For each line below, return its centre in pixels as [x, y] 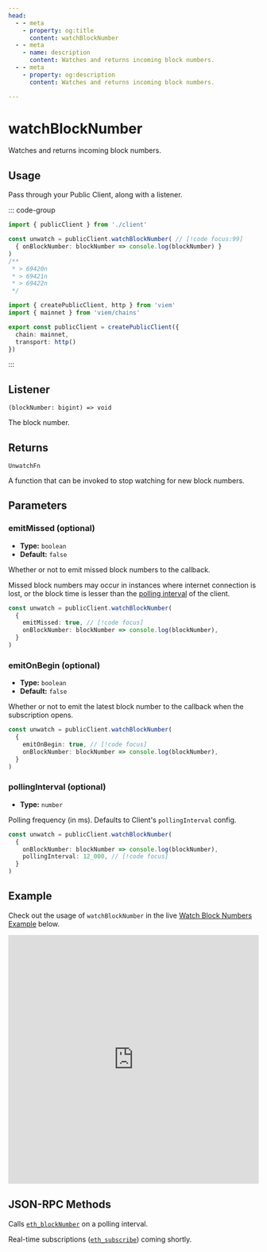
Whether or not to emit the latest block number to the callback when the [126, 707]
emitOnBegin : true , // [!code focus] [85, 744]
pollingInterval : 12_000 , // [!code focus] [96, 856]
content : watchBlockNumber [74, 38]
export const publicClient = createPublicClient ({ [94, 327]
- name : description [56, 53]
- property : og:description [69, 75]
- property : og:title [58, 30]
